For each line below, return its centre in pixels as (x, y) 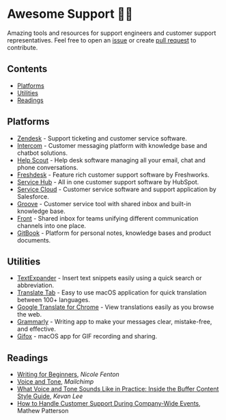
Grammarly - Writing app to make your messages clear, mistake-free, (114, 322)
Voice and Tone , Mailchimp (55, 382)
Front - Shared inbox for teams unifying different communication (108, 218)
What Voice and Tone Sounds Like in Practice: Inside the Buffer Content (118, 389)
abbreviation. (36, 285)
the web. (29, 314)
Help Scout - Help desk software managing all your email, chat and (111, 160)
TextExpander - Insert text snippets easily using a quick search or (109, 278)
